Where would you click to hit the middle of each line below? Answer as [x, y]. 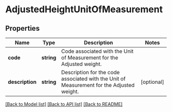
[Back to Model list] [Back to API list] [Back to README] [64, 104]
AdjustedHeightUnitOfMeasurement [84, 9]
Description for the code [91, 72]
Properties [23, 28]
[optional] [152, 82]
